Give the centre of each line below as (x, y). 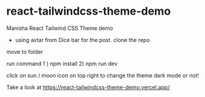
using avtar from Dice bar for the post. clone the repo (82, 40)
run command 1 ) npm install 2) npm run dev (62, 63)
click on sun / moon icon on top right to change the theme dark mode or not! (103, 75)
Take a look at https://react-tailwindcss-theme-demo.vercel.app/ (88, 87)
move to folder (25, 52)
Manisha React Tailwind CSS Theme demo (60, 28)
